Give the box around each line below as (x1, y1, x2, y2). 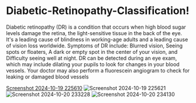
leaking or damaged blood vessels (6, 73, 89, 80)
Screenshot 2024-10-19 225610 (6, 84, 83, 91)
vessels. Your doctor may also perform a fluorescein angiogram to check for (6, 67, 190, 74)
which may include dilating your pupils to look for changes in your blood (6, 60, 180, 68)
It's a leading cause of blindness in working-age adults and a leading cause (6, 36, 188, 43)
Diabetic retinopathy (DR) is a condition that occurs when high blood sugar (6, 23, 186, 30)
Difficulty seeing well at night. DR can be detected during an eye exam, (6, 54, 177, 61)
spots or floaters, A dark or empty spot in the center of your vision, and (6, 48, 178, 55)
